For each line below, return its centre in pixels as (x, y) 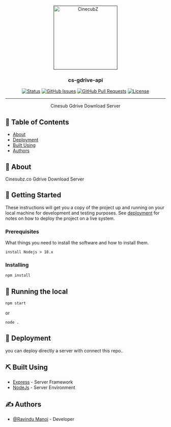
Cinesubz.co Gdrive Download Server (45, 179)
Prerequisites (22, 232)
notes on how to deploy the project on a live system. (60, 218)
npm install (18, 276)
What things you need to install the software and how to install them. (77, 243)
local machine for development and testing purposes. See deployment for (82, 213)
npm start (16, 303)
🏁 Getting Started (33, 195)
